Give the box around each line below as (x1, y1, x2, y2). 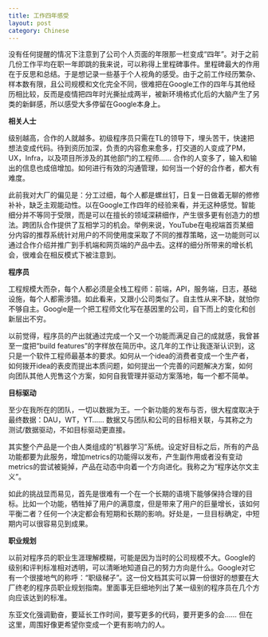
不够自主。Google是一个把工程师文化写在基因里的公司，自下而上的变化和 (8, 305, 249, 314)
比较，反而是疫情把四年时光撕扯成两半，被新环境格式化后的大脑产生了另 (22, 90, 260, 99)
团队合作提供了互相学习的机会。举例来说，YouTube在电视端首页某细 (29, 221, 254, 230)
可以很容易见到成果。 (22, 519, 93, 528)
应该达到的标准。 (14, 593, 72, 603)
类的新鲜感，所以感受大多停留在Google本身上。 (8, 99, 165, 109)
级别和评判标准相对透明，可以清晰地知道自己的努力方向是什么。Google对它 (8, 563, 256, 572)
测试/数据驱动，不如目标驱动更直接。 (8, 425, 130, 435)
